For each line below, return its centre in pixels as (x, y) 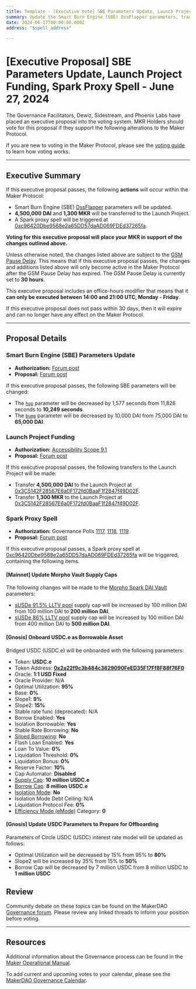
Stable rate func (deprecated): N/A (56, 711)
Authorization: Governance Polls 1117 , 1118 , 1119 (72, 531)
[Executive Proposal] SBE (69, 62)
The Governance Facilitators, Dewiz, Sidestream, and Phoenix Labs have (93, 115)
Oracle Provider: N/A (39, 680)
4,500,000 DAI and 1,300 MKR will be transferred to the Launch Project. (102, 213)
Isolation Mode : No (37, 792)
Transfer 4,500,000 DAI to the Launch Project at (73, 485)
